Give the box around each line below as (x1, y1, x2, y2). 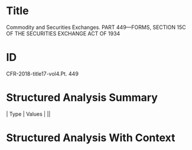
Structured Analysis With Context (6, 131, 175, 144)
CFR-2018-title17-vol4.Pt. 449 (6, 70, 79, 77)
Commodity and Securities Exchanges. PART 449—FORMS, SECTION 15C (6, 24, 186, 31)
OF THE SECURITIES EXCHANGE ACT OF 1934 (6, 30, 121, 37)
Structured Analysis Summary (6, 91, 158, 105)
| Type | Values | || (6, 110, 51, 118)
